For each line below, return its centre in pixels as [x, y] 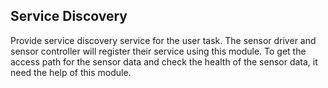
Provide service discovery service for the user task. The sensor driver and [163, 40]
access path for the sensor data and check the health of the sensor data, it [164, 61]
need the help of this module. [71, 72]
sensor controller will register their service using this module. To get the [158, 51]
